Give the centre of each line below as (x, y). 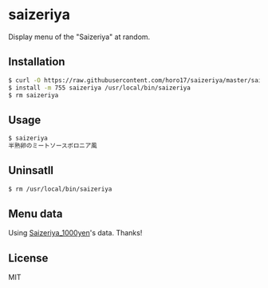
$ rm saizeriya (33, 95)
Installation (37, 62)
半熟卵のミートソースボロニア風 (53, 146)
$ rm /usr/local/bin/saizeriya (60, 189)
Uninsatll (31, 170)
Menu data (35, 214)
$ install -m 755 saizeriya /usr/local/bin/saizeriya (100, 88)
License (28, 258)
